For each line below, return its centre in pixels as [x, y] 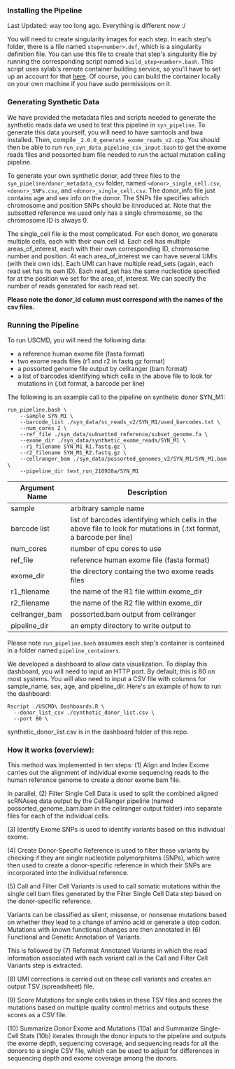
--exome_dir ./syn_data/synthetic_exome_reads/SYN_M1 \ [103, 440]
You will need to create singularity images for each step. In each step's [109, 39]
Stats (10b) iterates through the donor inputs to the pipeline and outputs [123, 1036]
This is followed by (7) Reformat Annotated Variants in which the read [107, 951]
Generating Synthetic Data [54, 102]
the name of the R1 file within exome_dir [136, 592]
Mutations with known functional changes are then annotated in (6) [104, 930]
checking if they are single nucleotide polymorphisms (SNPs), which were [114, 858]
